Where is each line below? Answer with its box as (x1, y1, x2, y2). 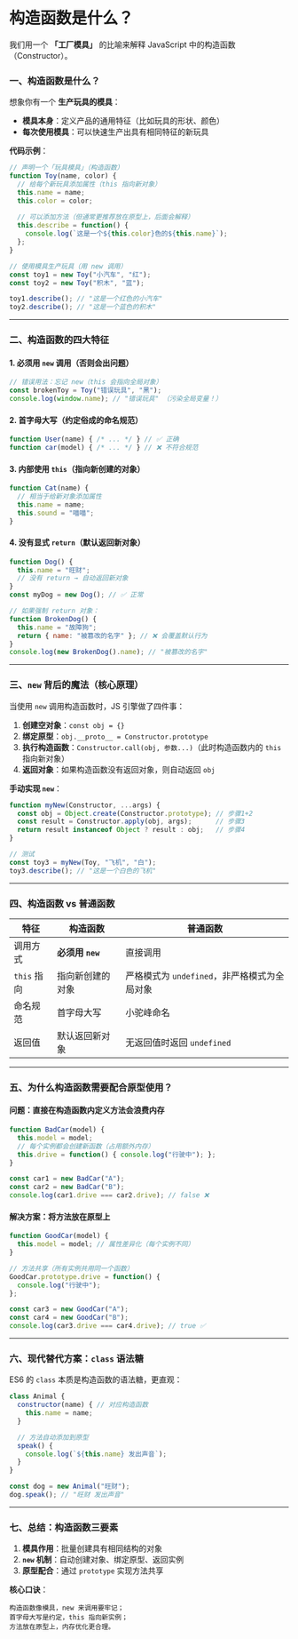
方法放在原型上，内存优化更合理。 (9, 1623, 115, 1632)
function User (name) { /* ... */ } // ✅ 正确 (9, 435, 179, 444)
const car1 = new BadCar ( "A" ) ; (9, 1174, 125, 1183)
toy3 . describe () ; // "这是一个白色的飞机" (9, 866, 157, 875)
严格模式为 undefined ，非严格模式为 (125, 970, 276, 982)
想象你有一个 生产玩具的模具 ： (9, 97, 121, 108)
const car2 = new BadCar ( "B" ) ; (9, 1183, 125, 1192)
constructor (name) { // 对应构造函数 (17, 1401, 149, 1410)
